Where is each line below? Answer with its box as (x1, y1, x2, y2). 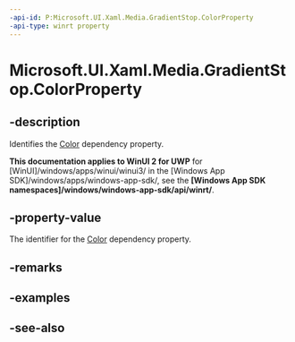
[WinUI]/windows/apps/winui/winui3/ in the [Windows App (9, 165, 225, 175)
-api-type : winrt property (9, 21, 110, 30)
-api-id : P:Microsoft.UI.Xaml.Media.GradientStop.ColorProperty (9, 13, 254, 22)
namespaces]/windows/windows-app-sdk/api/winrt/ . (9, 184, 215, 195)
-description (9, 115, 80, 130)
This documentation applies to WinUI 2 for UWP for (9, 156, 203, 167)
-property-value (9, 209, 102, 225)
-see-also (9, 321, 65, 336)
